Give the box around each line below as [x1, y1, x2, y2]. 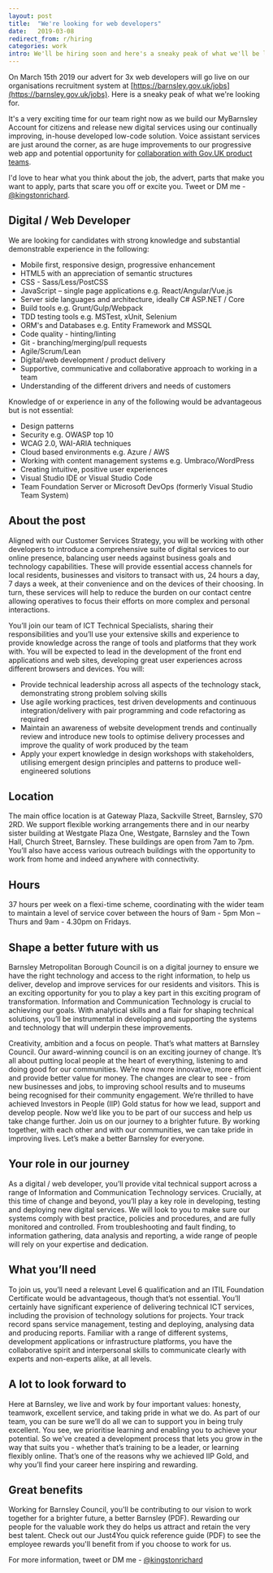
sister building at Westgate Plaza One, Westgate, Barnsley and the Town [8, 828, 250, 839]
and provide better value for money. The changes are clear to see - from [8, 1073, 251, 1083]
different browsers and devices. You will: [8, 664, 145, 673]
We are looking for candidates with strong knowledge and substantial [8, 235, 240, 245]
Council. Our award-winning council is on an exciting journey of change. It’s [8, 1047, 262, 1057]
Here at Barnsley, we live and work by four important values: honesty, [8, 1399, 241, 1409]
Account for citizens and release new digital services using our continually [8, 123, 258, 132]
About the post [8, 514, 86, 528]
